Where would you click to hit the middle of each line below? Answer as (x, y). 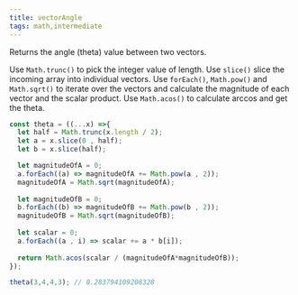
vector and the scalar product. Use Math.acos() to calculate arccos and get (149, 98)
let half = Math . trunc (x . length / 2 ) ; (90, 133)
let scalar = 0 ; (48, 233)
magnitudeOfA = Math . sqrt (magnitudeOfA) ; (96, 182)
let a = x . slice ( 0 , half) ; (70, 141)
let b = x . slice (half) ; (62, 150)
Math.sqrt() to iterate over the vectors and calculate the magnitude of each (149, 88)
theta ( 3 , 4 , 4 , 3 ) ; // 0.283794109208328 (82, 282)
